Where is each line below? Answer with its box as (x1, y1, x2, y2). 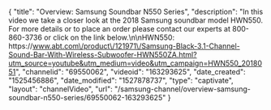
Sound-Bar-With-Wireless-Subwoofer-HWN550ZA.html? (8, 50, 197, 59)
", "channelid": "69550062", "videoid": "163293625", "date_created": (15, 67, 246, 76)
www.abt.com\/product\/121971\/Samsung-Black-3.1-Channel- (32, 41, 241, 51)
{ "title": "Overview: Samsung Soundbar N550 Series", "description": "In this (8, 7, 264, 16)
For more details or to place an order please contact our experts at (8, 24, 231, 33)
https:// (8, 41, 33, 51)
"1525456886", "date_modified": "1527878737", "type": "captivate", (8, 76, 234, 85)
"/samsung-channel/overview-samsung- (114, 84, 252, 94)
